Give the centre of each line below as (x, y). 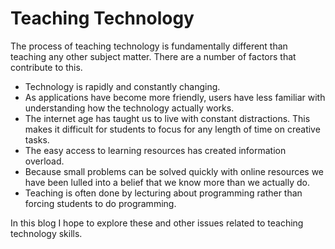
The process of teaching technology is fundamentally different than (149, 46)
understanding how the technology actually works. (129, 108)
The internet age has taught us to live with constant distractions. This (167, 118)
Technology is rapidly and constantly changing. (122, 86)
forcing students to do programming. (100, 203)
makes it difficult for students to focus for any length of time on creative (172, 129)
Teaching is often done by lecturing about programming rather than (163, 193)
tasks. (37, 139)
